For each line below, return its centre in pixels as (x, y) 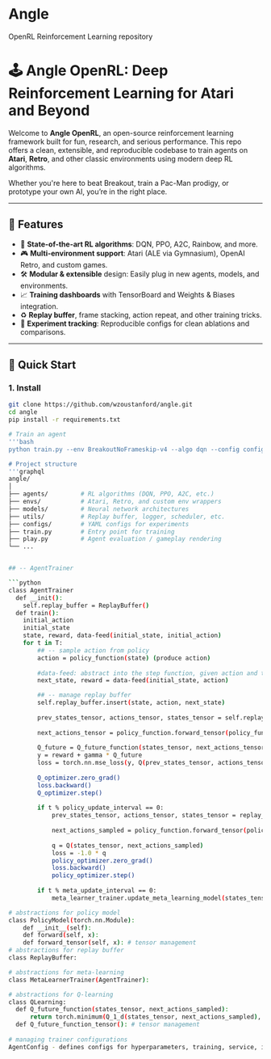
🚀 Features (36, 224)
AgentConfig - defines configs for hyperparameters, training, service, (133, 1047)
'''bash (21, 441)
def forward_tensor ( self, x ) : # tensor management (110, 943)
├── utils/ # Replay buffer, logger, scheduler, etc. (117, 517)
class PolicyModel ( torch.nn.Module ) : (72, 920)
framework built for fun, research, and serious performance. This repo (125, 141)
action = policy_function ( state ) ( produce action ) (124, 658)
